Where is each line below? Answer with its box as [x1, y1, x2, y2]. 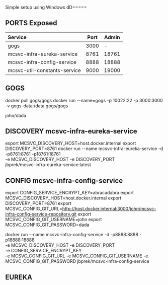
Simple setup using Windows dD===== [5, 5, 87, 10]
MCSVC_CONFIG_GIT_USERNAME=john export [5, 217, 102, 223]
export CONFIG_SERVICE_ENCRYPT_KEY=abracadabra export [5, 190, 134, 196]
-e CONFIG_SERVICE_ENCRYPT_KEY [5, 248, 82, 254]
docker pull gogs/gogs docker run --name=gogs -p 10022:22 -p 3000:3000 [5, 97, 163, 103]
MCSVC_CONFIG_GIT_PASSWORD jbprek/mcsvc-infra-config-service [5, 258, 150, 264]
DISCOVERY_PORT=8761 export [5, 200, 72, 206]
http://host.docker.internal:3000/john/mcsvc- [62, 206, 156, 212]
